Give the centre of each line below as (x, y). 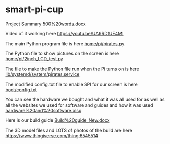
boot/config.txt (21, 89)
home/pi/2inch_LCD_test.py (34, 59)
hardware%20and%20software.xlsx (43, 110)
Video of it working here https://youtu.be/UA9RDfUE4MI (64, 33)
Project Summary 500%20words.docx (45, 24)
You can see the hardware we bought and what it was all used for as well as (85, 99)
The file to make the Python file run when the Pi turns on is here (72, 69)
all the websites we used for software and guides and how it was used (79, 105)
